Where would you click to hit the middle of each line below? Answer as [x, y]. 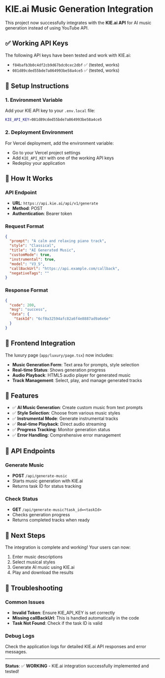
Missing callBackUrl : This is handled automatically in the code [75, 618]
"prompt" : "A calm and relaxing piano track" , [58, 241]
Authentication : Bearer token [42, 214]
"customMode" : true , [30, 255]
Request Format [25, 226]
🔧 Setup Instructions [37, 86]
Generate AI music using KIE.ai [43, 567]
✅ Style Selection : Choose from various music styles [66, 413]
